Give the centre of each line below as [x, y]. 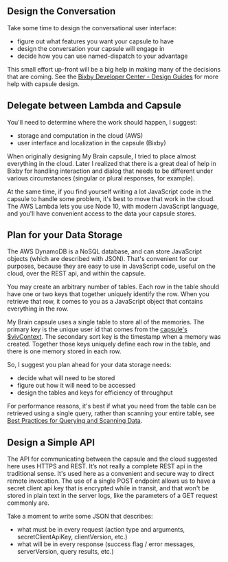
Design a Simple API [51, 443]
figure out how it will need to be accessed [76, 386]
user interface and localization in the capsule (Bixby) [91, 143]
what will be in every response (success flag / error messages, [106, 544]
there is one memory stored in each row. [64, 351]
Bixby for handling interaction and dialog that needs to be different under [110, 171]
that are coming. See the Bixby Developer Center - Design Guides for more [113, 76]
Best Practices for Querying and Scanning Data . [75, 421]
